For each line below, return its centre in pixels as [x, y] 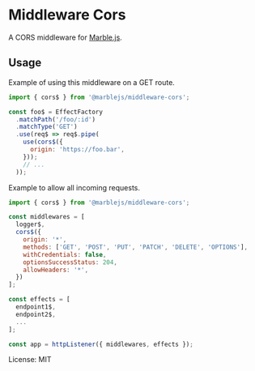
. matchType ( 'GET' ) [47, 127]
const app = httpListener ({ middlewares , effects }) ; [101, 344]
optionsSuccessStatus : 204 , [70, 262]
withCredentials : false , [65, 254]
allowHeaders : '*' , [56, 270]
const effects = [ [39, 300]
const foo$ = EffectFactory [56, 112]
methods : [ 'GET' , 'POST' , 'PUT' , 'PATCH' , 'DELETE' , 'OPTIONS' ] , [136, 247]
